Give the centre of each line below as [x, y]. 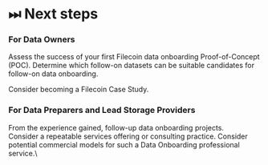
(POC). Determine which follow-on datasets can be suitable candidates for [132, 66]
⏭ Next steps [53, 14]
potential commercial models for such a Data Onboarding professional [124, 144]
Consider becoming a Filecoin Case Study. [79, 90]
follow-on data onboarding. [53, 74]
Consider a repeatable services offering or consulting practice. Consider [128, 136]
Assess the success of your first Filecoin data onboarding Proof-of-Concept [134, 57]
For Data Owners [42, 39]
